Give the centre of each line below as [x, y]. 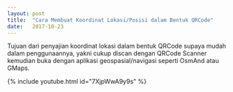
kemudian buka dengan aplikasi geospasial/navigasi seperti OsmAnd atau [113, 61]
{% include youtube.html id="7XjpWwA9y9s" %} [77, 82]
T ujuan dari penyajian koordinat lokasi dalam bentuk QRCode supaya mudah [117, 46]
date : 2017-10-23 [36, 26]
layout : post [26, 13]
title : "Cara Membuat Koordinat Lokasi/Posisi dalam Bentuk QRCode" [111, 20]
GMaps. [18, 68]
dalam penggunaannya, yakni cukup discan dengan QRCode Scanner [107, 53]
